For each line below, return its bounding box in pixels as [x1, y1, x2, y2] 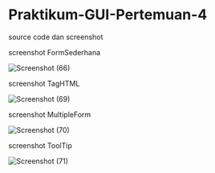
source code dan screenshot [8, 32, 103, 42]
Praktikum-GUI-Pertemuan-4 [8, 6, 208, 24]
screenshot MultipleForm [8, 110, 91, 119]
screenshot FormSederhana [8, 47, 101, 57]
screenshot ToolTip [8, 140, 72, 150]
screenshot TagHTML [8, 78, 80, 88]
